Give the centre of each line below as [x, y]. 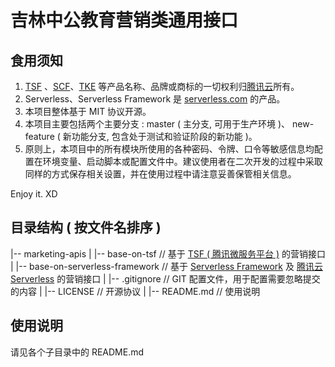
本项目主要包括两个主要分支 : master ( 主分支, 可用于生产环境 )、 [157, 124]
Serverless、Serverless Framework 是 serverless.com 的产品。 [155, 99]
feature [39, 136]
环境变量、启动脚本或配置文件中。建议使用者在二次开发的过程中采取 [182, 161]
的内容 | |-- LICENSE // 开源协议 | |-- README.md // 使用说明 [135, 291]
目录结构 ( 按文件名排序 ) [86, 227]
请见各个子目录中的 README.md [77, 352]
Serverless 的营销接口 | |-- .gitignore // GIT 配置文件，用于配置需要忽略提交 [165, 278]
